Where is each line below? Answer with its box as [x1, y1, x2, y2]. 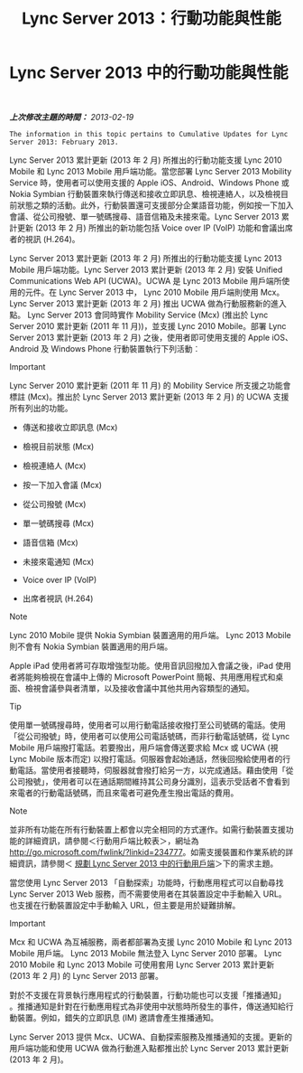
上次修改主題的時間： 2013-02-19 [9, 111, 134, 122]
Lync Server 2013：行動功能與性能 [22, 8, 281, 29]
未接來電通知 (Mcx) [22, 556, 95, 567]
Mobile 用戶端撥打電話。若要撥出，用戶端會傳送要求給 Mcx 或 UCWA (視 [9, 742, 279, 753]
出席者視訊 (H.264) [22, 593, 94, 604]
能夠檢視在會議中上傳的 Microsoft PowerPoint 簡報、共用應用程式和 [24, 671, 276, 682]
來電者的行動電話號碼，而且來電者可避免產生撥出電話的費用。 [9, 787, 239, 798]
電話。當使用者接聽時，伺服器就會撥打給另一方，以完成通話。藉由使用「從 [16, 765, 294, 776]
